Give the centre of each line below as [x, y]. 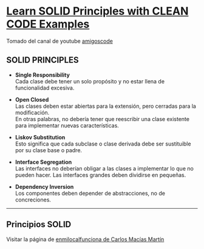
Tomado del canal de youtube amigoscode [60, 41]
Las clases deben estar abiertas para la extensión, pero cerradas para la [105, 106]
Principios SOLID [39, 224]
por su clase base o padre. [49, 150]
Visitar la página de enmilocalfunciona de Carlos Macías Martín [85, 239]
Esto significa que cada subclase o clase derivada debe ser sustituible [103, 144]
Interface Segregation [43, 162]
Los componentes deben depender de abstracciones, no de [90, 193]
